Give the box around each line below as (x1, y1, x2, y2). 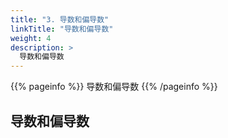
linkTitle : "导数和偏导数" (10, 24, 114, 34)
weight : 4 (10, 33, 52, 43)
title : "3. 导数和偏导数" (10, 14, 110, 25)
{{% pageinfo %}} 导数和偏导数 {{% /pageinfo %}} (10, 81, 218, 93)
